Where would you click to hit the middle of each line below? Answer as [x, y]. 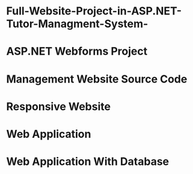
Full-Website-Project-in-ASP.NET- [94, 11]
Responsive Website [59, 106]
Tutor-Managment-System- [77, 24]
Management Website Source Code [97, 79]
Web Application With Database [88, 162]
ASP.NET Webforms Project [77, 51]
